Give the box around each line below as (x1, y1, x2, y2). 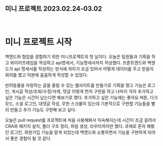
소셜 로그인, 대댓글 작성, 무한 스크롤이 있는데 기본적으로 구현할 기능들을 (15, 101, 150, 106)
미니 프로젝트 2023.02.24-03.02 (5, 4, 102, 13)
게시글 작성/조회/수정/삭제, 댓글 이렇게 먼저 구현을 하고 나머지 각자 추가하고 (11, 88, 154, 94)
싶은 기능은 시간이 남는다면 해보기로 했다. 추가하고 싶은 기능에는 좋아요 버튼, (5, 94, 149, 100)
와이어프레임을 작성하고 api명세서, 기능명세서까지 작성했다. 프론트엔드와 (10, 60, 146, 65)
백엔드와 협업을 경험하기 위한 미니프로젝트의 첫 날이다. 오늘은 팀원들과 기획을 (5, 53, 151, 60)
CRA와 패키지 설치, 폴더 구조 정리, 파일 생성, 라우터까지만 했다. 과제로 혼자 (5, 123, 146, 129)
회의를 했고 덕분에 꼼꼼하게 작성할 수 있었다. (5, 72, 89, 78)
